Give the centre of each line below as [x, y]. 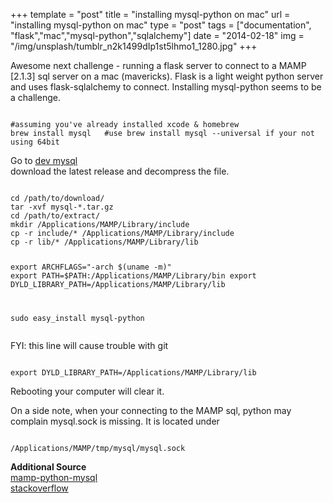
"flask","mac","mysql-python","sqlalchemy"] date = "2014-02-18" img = [157, 35]
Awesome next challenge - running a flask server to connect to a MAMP [158, 65]
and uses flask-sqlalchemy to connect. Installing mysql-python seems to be [166, 87]
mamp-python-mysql [54, 477]
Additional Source [48, 466]
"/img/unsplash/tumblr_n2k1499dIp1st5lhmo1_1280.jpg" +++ [134, 46]
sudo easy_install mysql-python [77, 318]
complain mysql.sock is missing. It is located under [115, 421]
